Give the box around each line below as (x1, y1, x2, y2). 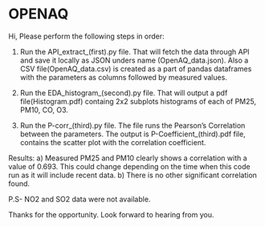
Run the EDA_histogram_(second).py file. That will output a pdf (19, 87, 228, 97)
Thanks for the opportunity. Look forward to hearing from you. (8, 209, 214, 219)
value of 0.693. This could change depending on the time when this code (8, 161, 251, 171)
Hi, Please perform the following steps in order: (8, 31, 165, 41)
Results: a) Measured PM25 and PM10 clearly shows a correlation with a (8, 153, 247, 163)
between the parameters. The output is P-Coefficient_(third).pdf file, (19, 129, 247, 139)
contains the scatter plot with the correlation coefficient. (19, 137, 206, 147)
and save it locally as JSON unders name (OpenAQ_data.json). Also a (19, 55, 249, 65)
